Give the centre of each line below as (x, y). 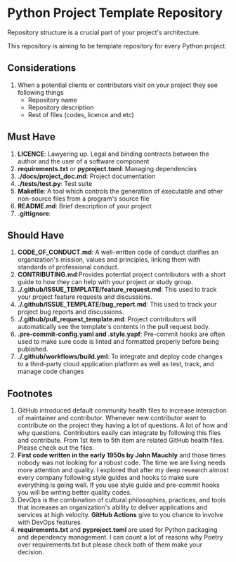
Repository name (52, 100)
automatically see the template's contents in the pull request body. (114, 327)
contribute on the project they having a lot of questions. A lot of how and (123, 425)
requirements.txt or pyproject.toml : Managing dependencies (107, 168)
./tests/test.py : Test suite (55, 183)
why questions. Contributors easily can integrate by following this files (119, 433)
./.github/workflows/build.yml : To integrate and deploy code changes (120, 356)
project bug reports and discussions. (71, 312)
